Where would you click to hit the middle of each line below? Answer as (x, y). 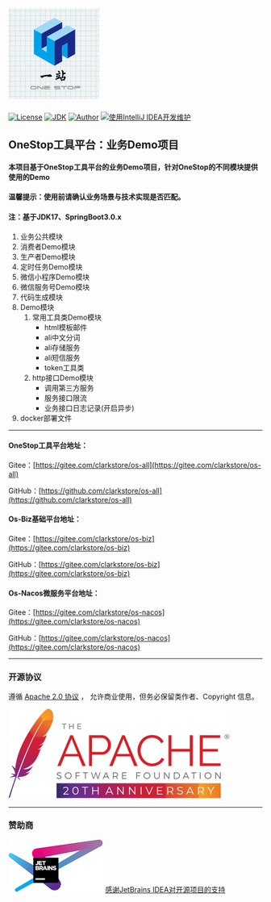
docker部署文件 (46, 418)
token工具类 (64, 367)
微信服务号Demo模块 (55, 286)
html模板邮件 (65, 327)
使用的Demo (29, 177)
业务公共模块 (41, 236)
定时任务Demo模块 (51, 266)
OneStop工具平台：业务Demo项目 (94, 145)
